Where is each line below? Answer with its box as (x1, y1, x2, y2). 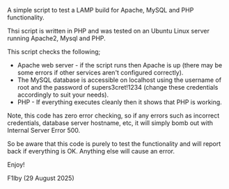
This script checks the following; (7, 48, 101, 56)
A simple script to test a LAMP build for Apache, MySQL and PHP (7, 6, 194, 14)
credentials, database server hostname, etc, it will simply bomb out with (7, 119, 214, 127)
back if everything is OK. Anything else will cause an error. (7, 147, 175, 155)
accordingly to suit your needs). (17, 90, 109, 99)
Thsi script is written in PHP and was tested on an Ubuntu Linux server (7, 27, 210, 35)
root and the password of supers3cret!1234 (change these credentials (17, 83, 219, 91)
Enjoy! (7, 161, 26, 169)
